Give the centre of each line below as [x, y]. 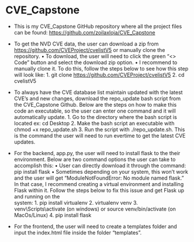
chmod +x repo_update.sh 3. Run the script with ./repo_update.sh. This [99, 129]
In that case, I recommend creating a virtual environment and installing [99, 184]
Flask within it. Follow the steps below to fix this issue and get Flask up [99, 190]
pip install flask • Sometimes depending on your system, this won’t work [101, 171]
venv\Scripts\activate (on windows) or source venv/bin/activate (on [95, 209]
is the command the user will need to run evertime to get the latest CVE [100, 135]
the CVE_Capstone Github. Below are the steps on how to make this [95, 104]
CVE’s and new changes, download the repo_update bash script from [97, 98]
